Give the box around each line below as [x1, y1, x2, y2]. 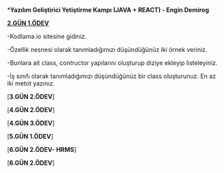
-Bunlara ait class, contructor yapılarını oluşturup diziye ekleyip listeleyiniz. [7, 59, 218, 67]
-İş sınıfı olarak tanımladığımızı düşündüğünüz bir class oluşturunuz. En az [7, 72, 216, 80]
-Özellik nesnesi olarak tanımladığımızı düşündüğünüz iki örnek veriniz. [7, 46, 208, 53]
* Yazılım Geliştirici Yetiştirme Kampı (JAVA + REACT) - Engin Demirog [7, 6, 210, 14]
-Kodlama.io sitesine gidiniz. [7, 32, 87, 40]
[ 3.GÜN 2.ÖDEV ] [7, 92, 55, 101]
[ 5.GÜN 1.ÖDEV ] [7, 133, 53, 140]
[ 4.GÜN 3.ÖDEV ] [7, 119, 55, 127]
